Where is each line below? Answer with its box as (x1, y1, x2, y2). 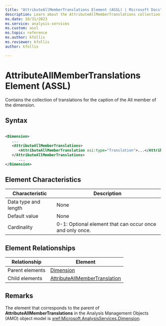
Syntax (5, 116, 28, 124)
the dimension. (5, 102, 36, 108)
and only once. (56, 227, 91, 234)
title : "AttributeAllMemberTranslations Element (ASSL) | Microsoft (5, 7, 149, 12)
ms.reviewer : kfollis (5, 40, 50, 45)
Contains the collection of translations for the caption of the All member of (5, 97, 157, 103)
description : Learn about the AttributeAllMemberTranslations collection (5, 12, 161, 17)
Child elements (7, 275, 42, 281)
